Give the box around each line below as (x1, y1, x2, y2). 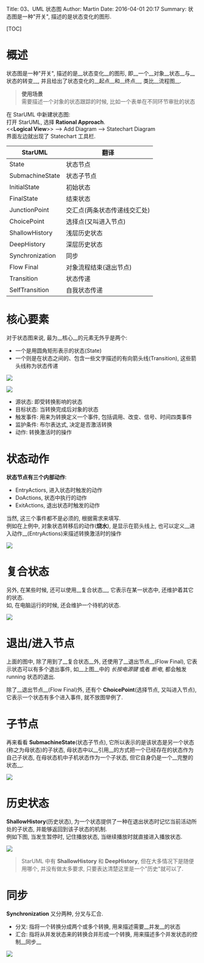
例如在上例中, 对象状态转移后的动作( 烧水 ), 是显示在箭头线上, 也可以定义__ (6, 522, 190, 529)
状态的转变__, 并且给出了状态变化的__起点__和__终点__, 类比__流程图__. (6, 77, 181, 84)
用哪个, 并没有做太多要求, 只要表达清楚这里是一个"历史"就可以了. (21, 865, 184, 872)
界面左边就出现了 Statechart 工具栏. (6, 132, 96, 140)
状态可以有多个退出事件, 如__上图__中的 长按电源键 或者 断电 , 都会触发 (11, 665, 187, 672)
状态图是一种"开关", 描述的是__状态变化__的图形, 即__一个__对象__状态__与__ (6, 69, 195, 77)
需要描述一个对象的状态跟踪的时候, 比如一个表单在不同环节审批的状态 (21, 98, 195, 105)
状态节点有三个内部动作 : (6, 473, 67, 480)
